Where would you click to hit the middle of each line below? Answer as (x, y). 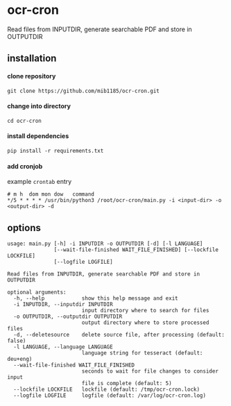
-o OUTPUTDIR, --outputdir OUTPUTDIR (68, 316)
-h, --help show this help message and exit (96, 298)
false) (17, 341)
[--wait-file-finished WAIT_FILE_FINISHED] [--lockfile (136, 249)
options (24, 228)
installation (32, 59)
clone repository (32, 76)
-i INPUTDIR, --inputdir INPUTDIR (63, 304)
